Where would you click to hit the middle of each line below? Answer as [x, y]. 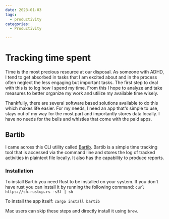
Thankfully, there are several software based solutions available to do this [82, 103]
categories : [18, 24]
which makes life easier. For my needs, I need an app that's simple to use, [82, 108]
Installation [19, 171]
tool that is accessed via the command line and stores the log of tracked [80, 152]
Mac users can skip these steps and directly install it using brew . [72, 211]
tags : [11, 15]
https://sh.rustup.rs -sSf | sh [39, 192]
